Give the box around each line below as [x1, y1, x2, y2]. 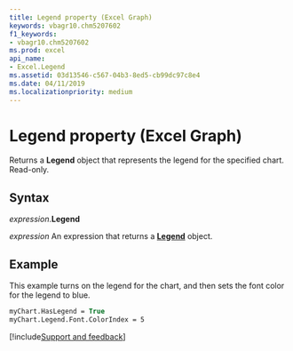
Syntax [9, 190, 50, 205]
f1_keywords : [9, 29, 58, 38]
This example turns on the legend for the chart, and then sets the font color [9, 281, 285, 291]
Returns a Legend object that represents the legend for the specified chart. [9, 155, 284, 165]
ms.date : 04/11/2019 [9, 79, 86, 88]
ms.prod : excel [9, 46, 66, 55]
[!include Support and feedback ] [9, 331, 126, 342]
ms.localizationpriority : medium [9, 87, 133, 96]
